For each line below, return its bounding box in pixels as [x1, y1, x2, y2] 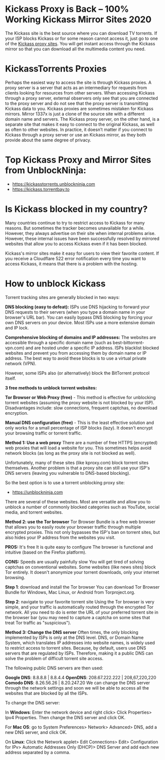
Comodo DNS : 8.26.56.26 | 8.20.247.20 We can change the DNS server [5, 680, 150, 686]
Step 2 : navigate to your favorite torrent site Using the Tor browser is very [5, 598, 155, 604]
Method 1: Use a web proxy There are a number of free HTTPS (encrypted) [5, 439, 158, 445]
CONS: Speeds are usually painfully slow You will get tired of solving [5, 559, 144, 564]
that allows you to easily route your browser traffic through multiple [5, 524, 141, 530]
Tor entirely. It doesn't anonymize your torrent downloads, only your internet [5, 569, 160, 575]
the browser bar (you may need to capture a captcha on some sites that [5, 614, 150, 620]
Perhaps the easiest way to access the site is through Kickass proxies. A [5, 79, 152, 85]
